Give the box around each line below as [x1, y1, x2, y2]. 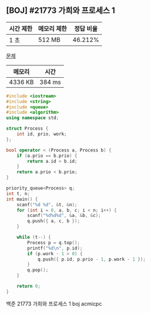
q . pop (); [27, 267, 49, 273]
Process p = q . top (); [27, 239, 80, 246]
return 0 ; [16, 284, 41, 289]
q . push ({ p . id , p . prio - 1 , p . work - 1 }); [37, 256, 146, 262]
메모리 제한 [38, 24, 68, 32]
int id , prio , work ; [16, 131, 67, 137]
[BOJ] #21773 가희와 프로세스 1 [6, 5, 116, 16]
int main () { [6, 196, 38, 202]
